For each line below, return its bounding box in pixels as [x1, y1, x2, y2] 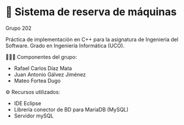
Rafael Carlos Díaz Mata [13, 64, 72, 72]
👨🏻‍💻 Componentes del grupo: [5, 53, 77, 60]
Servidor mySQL [13, 112, 54, 119]
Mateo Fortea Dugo [13, 77, 61, 84]
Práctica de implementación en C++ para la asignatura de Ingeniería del [5, 36, 179, 43]
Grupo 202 [5, 25, 32, 32]
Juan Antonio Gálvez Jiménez [13, 71, 86, 78]
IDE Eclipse [13, 99, 41, 107]
